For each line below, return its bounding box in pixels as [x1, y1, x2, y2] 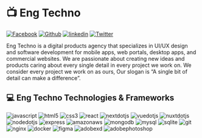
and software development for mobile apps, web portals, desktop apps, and [6, 48, 197, 56]
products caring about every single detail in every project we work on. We [6, 61, 192, 69]
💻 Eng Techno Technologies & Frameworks [6, 93, 175, 103]
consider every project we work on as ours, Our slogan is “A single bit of [6, 67, 187, 75]
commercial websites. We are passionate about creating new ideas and [6, 55, 185, 62]
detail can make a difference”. [6, 74, 81, 81]
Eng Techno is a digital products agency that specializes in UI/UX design [6, 42, 189, 49]
